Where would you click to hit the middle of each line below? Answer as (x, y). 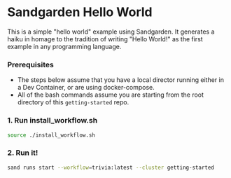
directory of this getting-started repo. (73, 102)
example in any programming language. (64, 46)
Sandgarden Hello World (80, 12)
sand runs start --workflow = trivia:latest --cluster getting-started (111, 167)
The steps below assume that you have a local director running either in (120, 80)
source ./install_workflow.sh (51, 135)
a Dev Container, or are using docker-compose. (86, 88)
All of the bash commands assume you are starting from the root (111, 95)
